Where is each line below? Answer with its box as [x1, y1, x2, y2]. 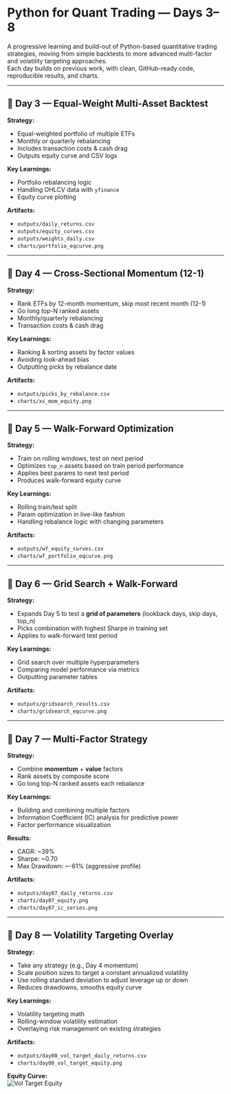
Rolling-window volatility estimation [16, 1017, 118, 1025]
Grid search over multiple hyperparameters [16, 658, 140, 667]
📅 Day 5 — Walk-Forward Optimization [7, 422, 174, 434]
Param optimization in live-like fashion [16, 511, 126, 519]
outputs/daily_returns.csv [16, 220, 95, 228]
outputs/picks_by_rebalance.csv [16, 390, 110, 397]
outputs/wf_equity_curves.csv [16, 546, 104, 553]
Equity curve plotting [16, 193, 77, 201]
